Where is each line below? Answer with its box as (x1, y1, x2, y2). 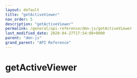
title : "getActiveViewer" (5, 12, 60, 17)
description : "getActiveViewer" (5, 21, 73, 27)
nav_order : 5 (5, 17, 33, 22)
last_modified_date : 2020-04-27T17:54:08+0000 (5, 31, 105, 36)
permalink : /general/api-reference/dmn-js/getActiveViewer (5, 26, 132, 31)
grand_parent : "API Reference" (5, 40, 71, 45)
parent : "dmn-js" (5, 36, 42, 41)
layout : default (5, 7, 39, 13)
